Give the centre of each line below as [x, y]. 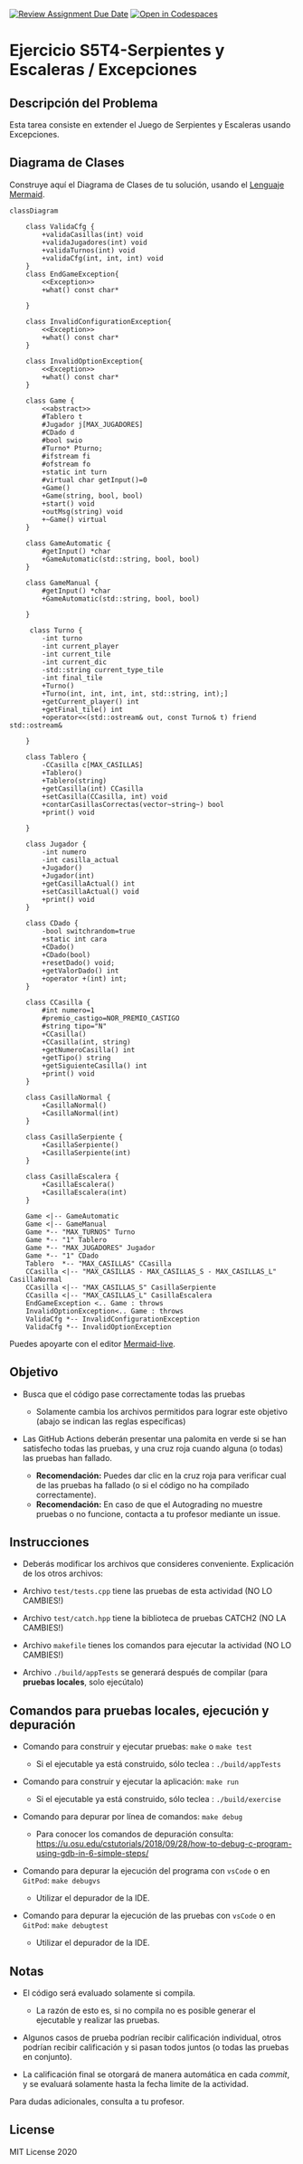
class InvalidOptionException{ [85, 361]
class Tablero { [57, 757]
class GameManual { [62, 583]
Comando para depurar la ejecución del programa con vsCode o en [146, 1871]
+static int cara [74, 939]
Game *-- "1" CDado [62, 1256]
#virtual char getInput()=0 [95, 479]
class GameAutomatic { [68, 543]
